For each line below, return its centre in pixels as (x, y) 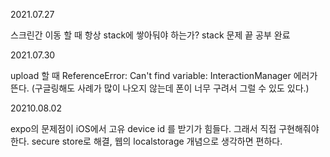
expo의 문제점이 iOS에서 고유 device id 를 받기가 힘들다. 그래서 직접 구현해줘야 (165, 128)
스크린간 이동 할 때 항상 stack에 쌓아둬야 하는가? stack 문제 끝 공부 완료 (150, 35)
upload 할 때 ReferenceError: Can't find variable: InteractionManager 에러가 (164, 75)
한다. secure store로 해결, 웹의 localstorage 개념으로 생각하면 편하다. (146, 141)
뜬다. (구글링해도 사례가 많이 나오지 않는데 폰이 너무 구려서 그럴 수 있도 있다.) (160, 88)
